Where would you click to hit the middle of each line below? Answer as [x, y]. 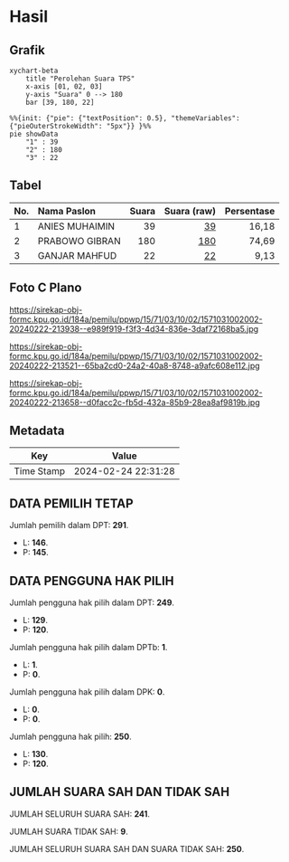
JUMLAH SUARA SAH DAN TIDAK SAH [120, 792]
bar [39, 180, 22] [60, 102]
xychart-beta [34, 71]
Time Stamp [40, 471]
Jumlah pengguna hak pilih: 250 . [71, 737]
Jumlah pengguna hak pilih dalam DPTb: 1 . [89, 648]
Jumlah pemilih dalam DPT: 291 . [69, 526]
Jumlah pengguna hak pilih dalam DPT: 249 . [92, 602]
